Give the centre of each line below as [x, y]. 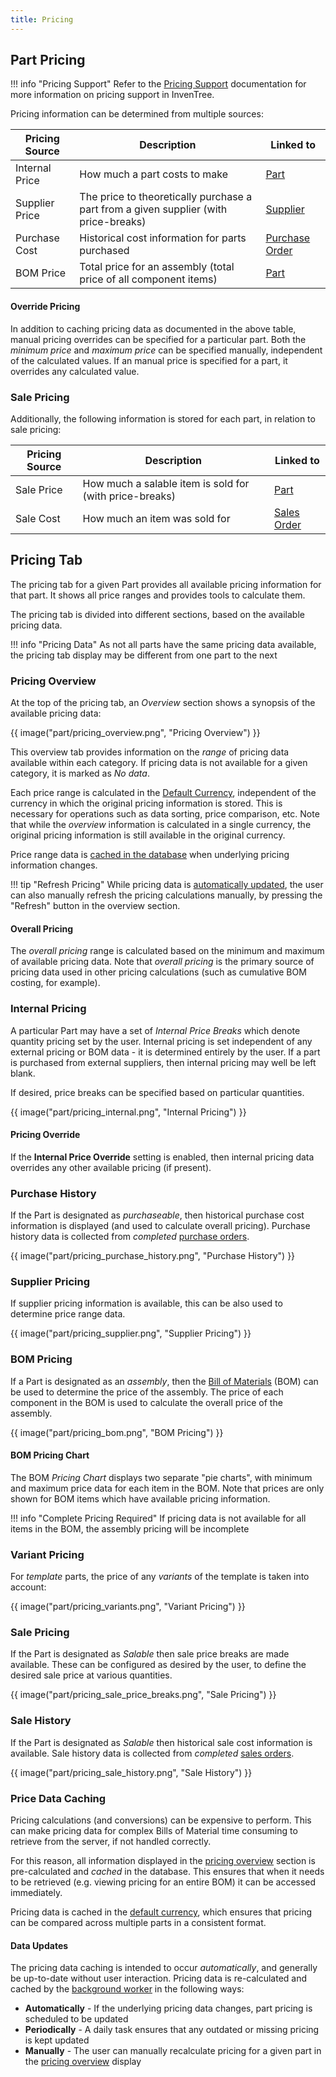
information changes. [54, 865]
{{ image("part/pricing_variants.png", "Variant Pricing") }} [128, 1607]
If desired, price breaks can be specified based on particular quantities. [157, 1092]
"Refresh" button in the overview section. [95, 906]
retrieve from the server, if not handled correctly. [111, 1842]
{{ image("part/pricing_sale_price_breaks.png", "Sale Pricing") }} [143, 1695]
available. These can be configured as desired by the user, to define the [158, 1665]
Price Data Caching [58, 1798]
